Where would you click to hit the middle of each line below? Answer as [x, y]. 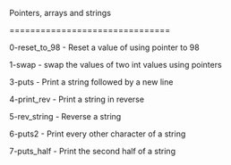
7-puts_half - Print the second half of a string [93, 151]
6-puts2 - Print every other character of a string [98, 134]
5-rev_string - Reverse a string [65, 116]
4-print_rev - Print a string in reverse [77, 99]
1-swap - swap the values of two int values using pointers [115, 65]
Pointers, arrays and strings [60, 13]
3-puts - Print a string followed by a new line [91, 82]
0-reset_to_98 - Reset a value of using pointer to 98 [104, 47]
